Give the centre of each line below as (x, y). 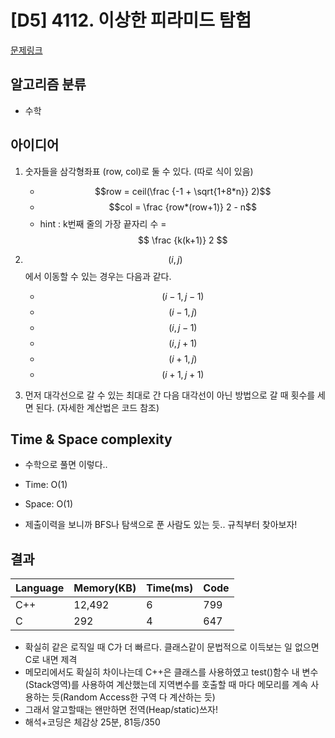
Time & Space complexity (91, 439)
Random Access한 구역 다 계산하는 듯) (139, 697)
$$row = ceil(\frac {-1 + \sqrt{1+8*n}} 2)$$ (183, 191)
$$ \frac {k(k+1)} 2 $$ (183, 240)
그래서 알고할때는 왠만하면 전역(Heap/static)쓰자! (121, 710)
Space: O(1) (49, 504)
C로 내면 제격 (51, 660)
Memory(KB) (105, 588)
